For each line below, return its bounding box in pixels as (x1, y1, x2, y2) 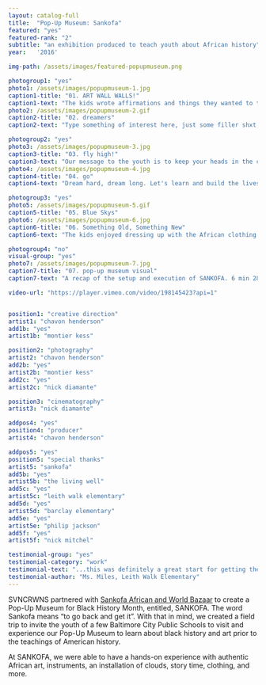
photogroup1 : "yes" (8, 77, 73, 85)
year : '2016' (8, 48, 59, 56)
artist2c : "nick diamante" (8, 383, 97, 391)
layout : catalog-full (8, 11, 80, 20)
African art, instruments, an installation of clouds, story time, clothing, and (8, 660, 250, 670)
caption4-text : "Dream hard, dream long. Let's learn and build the (8, 180, 239, 188)
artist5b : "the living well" (8, 478, 104, 485)
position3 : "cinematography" (8, 398, 104, 405)
